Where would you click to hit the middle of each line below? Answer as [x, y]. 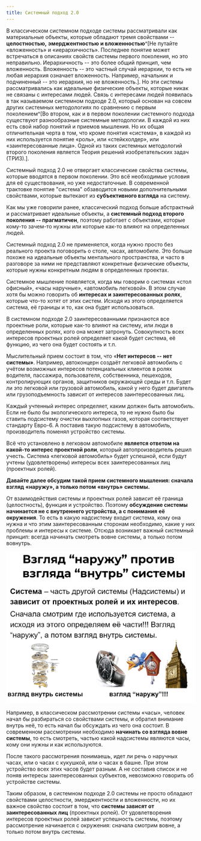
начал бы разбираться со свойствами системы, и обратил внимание [95, 719]
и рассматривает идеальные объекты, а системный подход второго [95, 213]
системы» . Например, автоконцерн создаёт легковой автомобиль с [94, 362]
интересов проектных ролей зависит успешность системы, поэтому [94, 819]
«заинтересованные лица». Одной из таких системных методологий [94, 145]
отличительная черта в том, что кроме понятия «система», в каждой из [98, 133]
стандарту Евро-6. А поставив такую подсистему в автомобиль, [89, 425]
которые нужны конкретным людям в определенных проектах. [88, 270]
